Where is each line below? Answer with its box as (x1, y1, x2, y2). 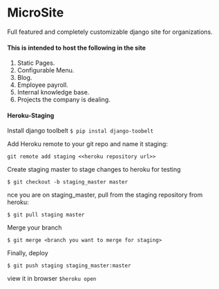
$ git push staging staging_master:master (7, 262, 131, 270)
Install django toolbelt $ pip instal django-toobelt (7, 126, 154, 135)
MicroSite (7, 5, 64, 21)
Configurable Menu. (17, 66, 75, 74)
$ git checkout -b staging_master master (7, 179, 128, 186)
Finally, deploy (7, 249, 48, 257)
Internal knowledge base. (17, 88, 90, 97)
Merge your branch (7, 223, 62, 232)
